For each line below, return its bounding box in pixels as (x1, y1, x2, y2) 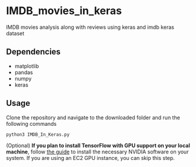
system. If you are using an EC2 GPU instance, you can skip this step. (6, 154, 175, 161)
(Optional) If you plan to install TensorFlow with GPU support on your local (6, 142, 190, 149)
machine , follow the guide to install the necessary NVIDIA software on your (6, 148, 189, 155)
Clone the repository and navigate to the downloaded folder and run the (6, 113, 181, 121)
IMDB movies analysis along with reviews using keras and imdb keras (6, 24, 175, 31)
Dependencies (6, 47, 61, 57)
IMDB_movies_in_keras (6, 4, 122, 18)
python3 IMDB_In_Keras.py (6, 131, 69, 138)
